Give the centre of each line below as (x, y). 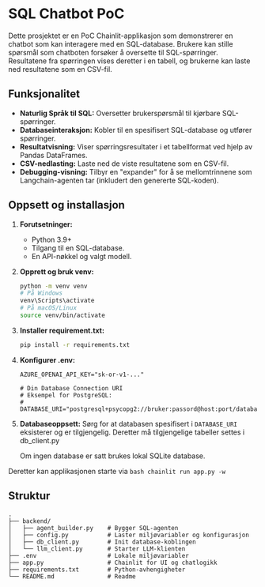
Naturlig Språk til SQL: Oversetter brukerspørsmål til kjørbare (120, 113)
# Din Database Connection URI (71, 388)
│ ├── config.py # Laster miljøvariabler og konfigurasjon (129, 535)
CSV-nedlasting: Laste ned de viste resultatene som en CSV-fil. (124, 164)
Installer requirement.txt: (62, 330)
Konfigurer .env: (47, 359)
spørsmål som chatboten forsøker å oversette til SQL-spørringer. (114, 52)
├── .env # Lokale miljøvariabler (99, 555)
